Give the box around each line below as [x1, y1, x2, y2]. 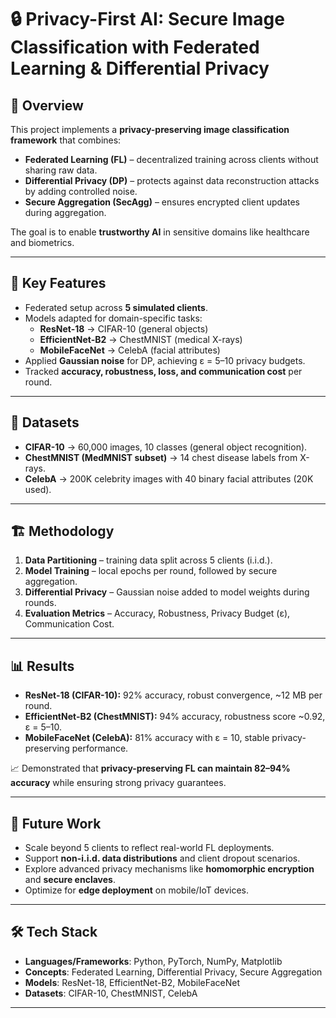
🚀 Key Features [10, 275, 107, 292]
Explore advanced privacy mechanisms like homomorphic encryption [24, 863, 315, 875]
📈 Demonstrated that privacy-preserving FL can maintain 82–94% [10, 762, 291, 775]
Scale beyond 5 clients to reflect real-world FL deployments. [24, 842, 275, 854]
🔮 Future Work [10, 815, 102, 832]
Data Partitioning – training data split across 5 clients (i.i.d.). [24, 554, 273, 566]
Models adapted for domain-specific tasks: [24, 312, 203, 324]
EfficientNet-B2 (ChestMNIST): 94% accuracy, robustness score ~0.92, [24, 711, 326, 723]
